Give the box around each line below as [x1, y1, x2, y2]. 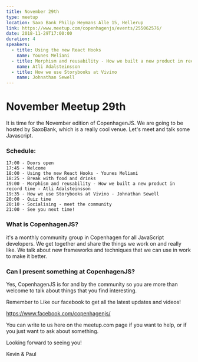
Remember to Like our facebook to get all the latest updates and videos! [6, 298, 181, 305]
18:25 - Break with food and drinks [6, 175, 96, 182]
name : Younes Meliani [16, 53, 70, 58]
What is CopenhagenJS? [6, 220, 78, 229]
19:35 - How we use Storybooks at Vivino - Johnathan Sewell [6, 191, 160, 197]
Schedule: [6, 146, 37, 155]
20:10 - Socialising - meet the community [6, 201, 112, 207]
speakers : [6, 42, 31, 48]
